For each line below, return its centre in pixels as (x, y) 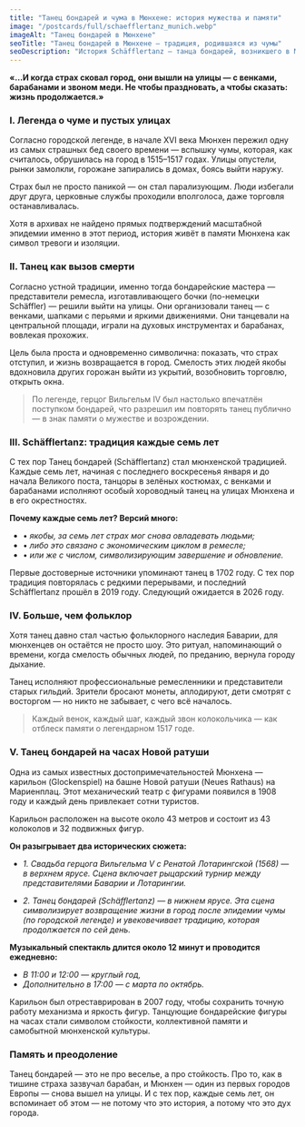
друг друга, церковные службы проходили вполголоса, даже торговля (147, 196)
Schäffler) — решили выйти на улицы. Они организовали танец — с (140, 306)
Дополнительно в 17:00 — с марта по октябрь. (113, 984)
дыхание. (28, 664)
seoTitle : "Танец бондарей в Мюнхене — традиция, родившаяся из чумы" (146, 43)
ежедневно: (34, 957)
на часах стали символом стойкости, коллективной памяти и (128, 1021)
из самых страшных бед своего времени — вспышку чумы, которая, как (151, 150)
